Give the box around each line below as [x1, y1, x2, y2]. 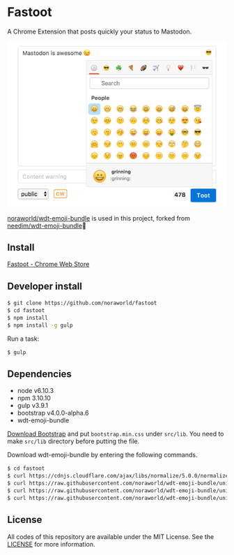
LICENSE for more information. [7, 540, 95, 548]
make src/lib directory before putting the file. [7, 437, 140, 445]
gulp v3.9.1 [17, 401, 49, 410]
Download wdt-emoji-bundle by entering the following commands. [7, 451, 198, 459]
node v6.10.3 [17, 387, 54, 395]
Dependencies [7, 368, 72, 380]
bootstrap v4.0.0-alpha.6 [17, 409, 89, 417]
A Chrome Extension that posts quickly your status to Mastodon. [7, 27, 192, 36]
